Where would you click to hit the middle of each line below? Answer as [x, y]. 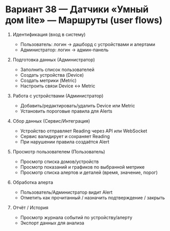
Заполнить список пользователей [57, 70]
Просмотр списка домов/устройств [59, 161]
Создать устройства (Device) [52, 75]
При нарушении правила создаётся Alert [65, 142]
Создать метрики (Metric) [48, 80]
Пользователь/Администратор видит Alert [66, 192]
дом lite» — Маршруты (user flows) [84, 20]
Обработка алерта [33, 182]
